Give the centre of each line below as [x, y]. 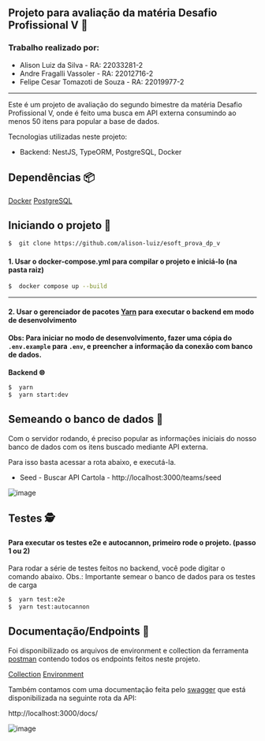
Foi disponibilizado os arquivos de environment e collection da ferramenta [129, 650]
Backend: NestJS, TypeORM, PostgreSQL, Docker [101, 152]
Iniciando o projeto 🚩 [60, 225]
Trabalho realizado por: [54, 48]
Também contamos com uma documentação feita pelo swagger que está [127, 689]
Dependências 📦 [52, 178]
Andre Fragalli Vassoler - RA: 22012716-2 [86, 73]
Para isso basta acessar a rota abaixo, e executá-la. [92, 462]
